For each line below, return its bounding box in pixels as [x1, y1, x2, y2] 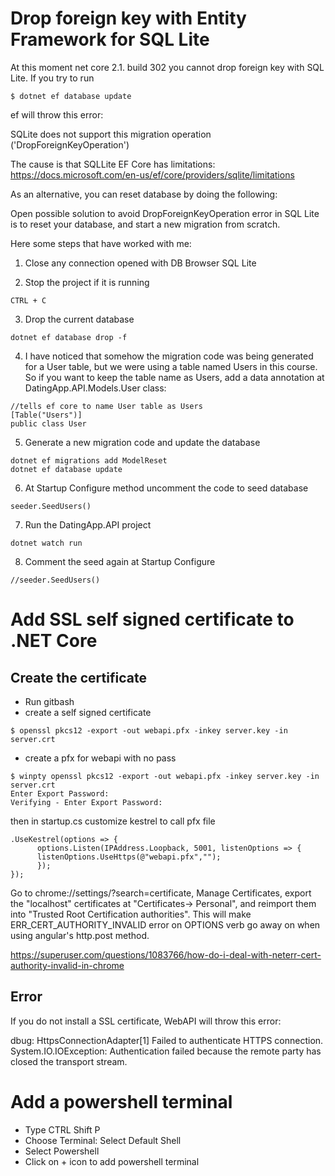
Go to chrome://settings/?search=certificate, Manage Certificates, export [10, 887, 312, 899]
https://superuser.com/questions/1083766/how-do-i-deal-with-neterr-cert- [10, 948, 322, 961]
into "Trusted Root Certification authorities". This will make [10, 908, 252, 920]
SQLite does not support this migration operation [10, 128, 212, 140]
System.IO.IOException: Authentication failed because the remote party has [10, 1045, 322, 1057]
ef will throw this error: [10, 108, 104, 121]
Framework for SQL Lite [10, 28, 210, 51]
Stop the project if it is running [24, 276, 150, 288]
